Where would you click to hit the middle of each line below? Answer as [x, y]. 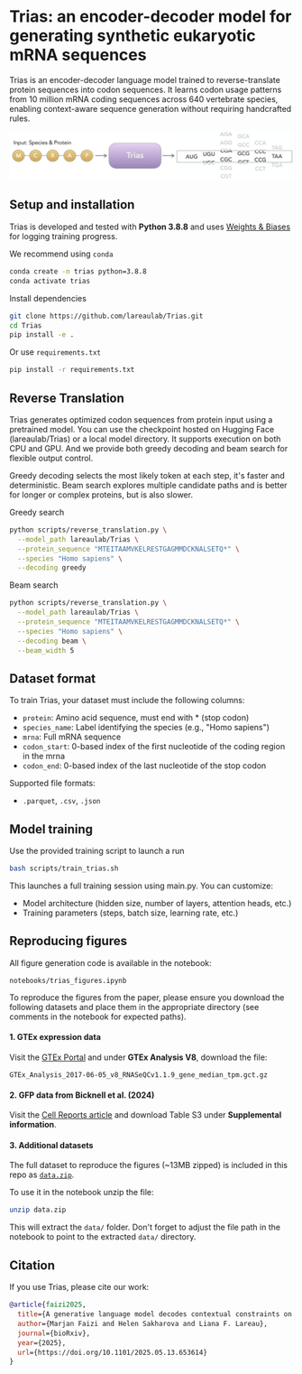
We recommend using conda [61, 254]
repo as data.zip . [42, 1174]
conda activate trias [50, 281]
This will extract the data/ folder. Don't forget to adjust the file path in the [145, 1227]
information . [33, 1125]
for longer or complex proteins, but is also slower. [101, 495]
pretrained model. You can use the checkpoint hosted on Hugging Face [142, 429]
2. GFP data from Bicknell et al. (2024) [82, 1095]
